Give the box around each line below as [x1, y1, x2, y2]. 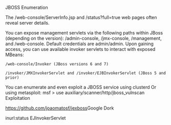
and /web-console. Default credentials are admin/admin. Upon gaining [5, 41, 154, 47]
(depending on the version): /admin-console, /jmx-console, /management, [5, 35, 162, 41]
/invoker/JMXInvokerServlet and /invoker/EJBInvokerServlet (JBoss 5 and [5, 70, 166, 76]
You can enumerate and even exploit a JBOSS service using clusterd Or [5, 84, 157, 90]
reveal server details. [5, 20, 50, 26]
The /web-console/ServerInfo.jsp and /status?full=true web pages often [5, 14, 157, 20]
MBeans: [5, 51, 24, 58]
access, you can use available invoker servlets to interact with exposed [5, 46, 156, 52]
